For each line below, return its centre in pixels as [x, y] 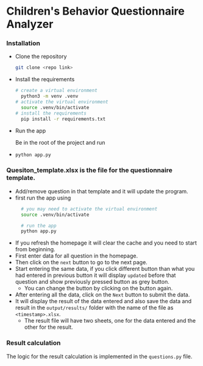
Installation [23, 43]
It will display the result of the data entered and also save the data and [103, 301]
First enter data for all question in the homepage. [77, 256]
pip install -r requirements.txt [63, 119]
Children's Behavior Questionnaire [95, 11]
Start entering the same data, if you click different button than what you [105, 269]
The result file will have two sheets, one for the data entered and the [110, 321]
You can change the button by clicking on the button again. [98, 289]
